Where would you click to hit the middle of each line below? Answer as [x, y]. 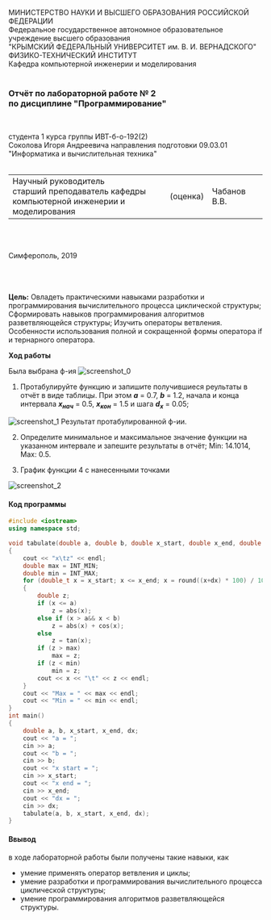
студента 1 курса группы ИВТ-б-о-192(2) [78, 136]
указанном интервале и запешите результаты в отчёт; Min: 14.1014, [135, 446]
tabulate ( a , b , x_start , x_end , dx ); [86, 813]
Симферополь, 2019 [43, 256]
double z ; [54, 596]
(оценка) [186, 196]
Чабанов [229, 191]
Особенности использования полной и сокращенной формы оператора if [135, 332]
